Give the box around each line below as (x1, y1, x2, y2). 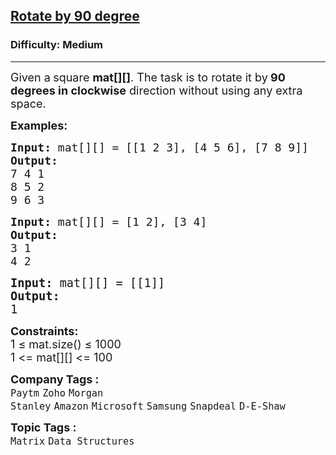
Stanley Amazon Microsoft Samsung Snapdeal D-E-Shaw (10, 400, 286, 413)
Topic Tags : (10, 420, 77, 434)
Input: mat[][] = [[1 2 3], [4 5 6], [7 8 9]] (10, 140, 309, 154)
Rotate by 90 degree (10, 8, 140, 25)
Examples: (10, 118, 68, 133)
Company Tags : (10, 372, 100, 386)
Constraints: (10, 324, 79, 338)
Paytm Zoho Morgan (10, 387, 104, 399)
